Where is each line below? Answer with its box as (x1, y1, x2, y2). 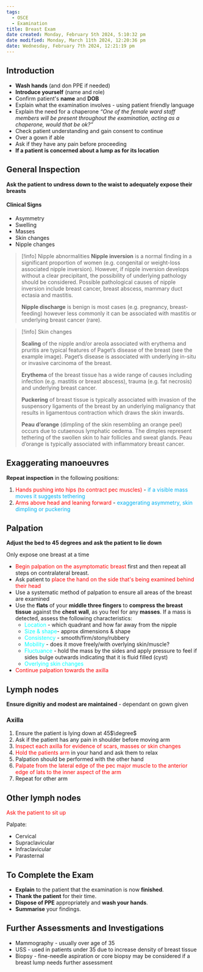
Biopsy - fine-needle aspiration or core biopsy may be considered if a (15, 952, 190, 959)
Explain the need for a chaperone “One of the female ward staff (15, 107, 176, 115)
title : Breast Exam (6, 26, 56, 32)
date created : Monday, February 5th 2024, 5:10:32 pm (6, 32, 146, 38)
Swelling (15, 221, 37, 228)
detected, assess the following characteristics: (15, 615, 132, 622)
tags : (6, 9, 20, 15)
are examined (15, 595, 50, 603)
